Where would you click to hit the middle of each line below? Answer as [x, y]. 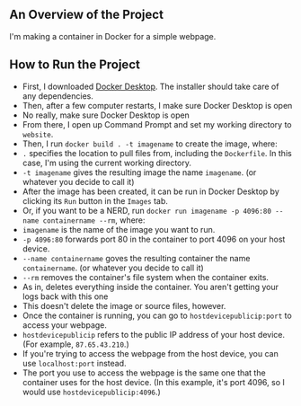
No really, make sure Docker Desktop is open [106, 115]
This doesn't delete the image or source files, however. [124, 305]
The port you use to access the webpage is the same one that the [144, 373]
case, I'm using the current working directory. [106, 163]
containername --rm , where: [94, 220]
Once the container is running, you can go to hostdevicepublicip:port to [157, 315]
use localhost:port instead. [75, 363]
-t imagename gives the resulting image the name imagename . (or [139, 172]
